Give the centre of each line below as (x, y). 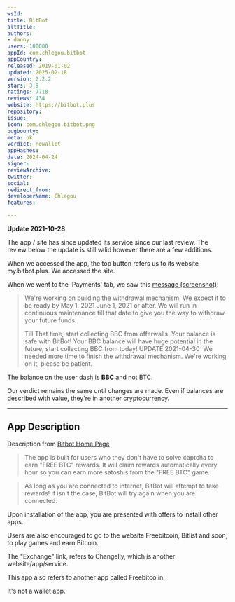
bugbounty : (23, 131)
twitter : (20, 177)
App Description (44, 427)
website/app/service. (38, 563)
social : (19, 183)
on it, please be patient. (58, 364)
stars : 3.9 (23, 85)
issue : (17, 118)
